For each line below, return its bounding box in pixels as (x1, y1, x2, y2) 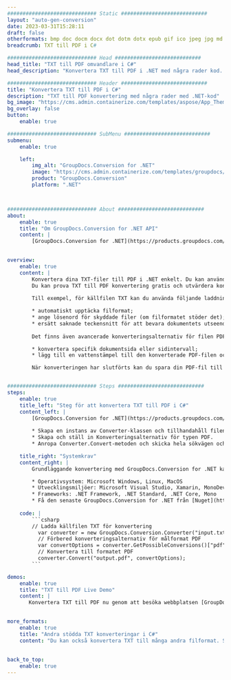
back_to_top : (7, 657, 45, 663)
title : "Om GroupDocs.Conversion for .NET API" (19, 225, 158, 232)
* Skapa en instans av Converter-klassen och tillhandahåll (32, 427, 208, 434)
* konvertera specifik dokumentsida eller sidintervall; (32, 346, 198, 352)
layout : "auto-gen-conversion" (7, 17, 97, 23)
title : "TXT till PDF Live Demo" (19, 586, 115, 593)
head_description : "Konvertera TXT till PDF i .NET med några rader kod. (7, 67, 223, 74)
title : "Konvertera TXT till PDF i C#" (7, 86, 122, 93)
